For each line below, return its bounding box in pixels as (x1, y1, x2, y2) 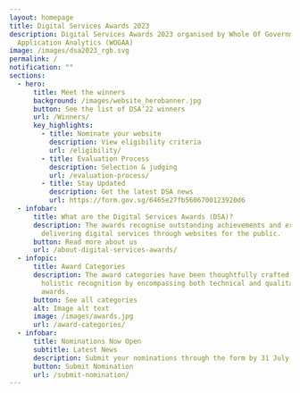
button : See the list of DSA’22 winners (32, 105, 186, 113)
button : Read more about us (32, 238, 138, 247)
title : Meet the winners (32, 88, 126, 96)
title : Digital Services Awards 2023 (9, 21, 150, 30)
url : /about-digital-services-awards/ (32, 246, 178, 255)
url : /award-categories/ (32, 321, 126, 330)
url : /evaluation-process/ (48, 171, 150, 180)
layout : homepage (9, 13, 74, 22)
